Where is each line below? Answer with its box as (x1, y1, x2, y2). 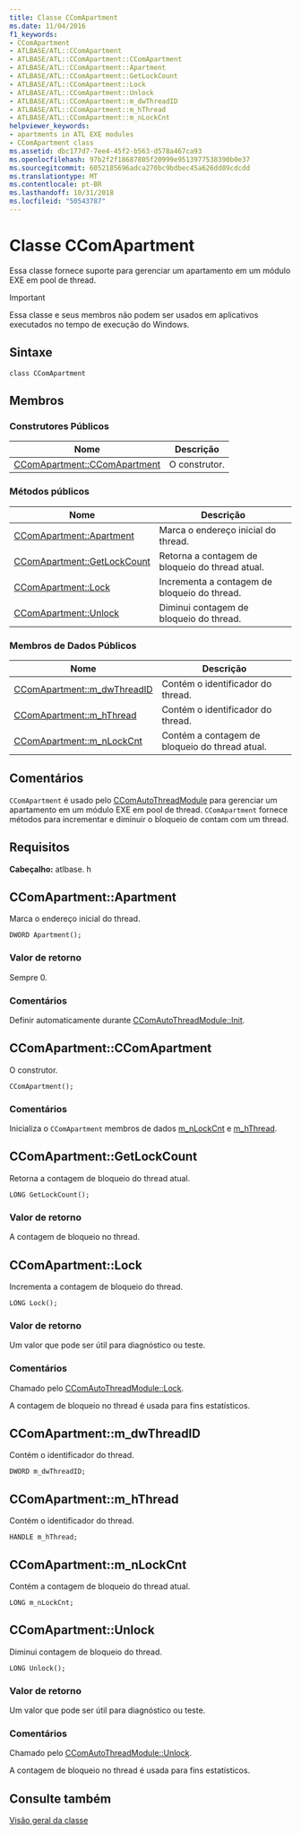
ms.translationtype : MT (9, 171, 99, 180)
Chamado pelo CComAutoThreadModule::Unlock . (9, 1748, 193, 1759)
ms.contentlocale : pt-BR (9, 180, 102, 189)
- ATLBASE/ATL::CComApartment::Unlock (9, 88, 154, 97)
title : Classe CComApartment (9, 13, 118, 22)
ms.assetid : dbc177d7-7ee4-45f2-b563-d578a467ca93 (9, 146, 202, 155)
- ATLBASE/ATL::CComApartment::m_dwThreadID (9, 96, 178, 106)
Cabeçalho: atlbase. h (9, 864, 92, 874)
